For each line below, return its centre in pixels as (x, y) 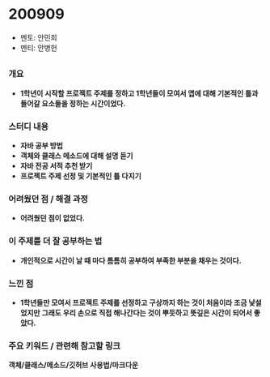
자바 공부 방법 (41, 146)
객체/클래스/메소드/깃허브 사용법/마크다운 (74, 365)
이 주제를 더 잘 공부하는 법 (55, 242)
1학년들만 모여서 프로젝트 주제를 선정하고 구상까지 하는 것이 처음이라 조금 (133, 302)
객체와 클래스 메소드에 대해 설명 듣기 (76, 156)
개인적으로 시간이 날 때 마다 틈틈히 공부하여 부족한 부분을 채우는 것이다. (131, 260)
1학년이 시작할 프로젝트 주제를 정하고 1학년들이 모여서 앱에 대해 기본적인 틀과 (139, 93)
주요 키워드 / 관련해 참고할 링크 (65, 345)
